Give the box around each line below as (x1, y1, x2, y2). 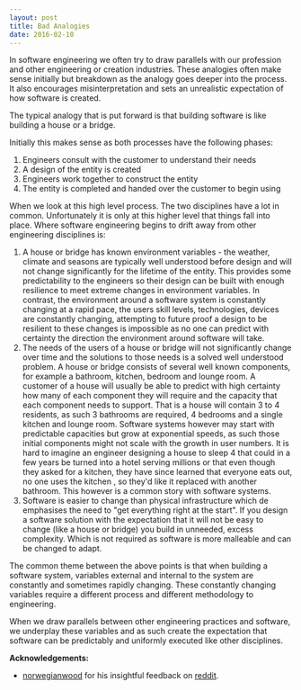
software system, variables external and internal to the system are (9, 570, 254, 581)
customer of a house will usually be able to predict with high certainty (22, 381, 280, 391)
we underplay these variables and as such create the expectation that (9, 626, 268, 637)
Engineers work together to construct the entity (22, 174, 199, 184)
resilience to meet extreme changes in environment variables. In (22, 285, 261, 296)
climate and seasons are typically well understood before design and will (22, 256, 292, 267)
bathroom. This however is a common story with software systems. (22, 486, 271, 497)
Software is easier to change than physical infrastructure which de (22, 496, 270, 506)
